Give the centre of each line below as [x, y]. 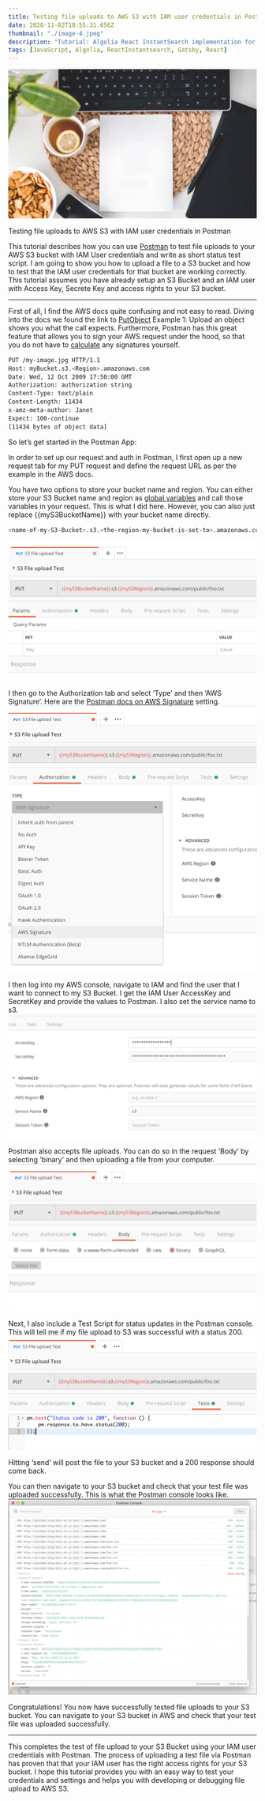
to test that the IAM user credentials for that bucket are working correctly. [128, 271]
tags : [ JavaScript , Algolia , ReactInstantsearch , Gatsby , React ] [118, 50]
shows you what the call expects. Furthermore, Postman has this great [123, 327]
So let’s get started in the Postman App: [73, 442]
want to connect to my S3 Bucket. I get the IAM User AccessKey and [119, 993]
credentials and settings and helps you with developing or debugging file [127, 1780]
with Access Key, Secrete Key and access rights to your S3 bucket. [117, 288]
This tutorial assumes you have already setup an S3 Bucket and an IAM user [132, 280]
